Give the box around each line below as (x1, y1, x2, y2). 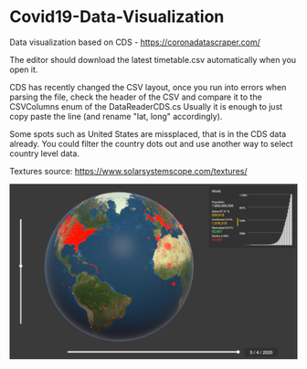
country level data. (9, 148, 80, 159)
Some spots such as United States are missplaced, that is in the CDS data (9, 128, 287, 139)
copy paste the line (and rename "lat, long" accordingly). (9, 111, 223, 121)
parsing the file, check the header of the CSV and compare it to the (9, 91, 262, 102)
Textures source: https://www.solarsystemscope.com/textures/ (9, 165, 248, 176)
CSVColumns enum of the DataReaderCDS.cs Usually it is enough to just (9, 100, 283, 111)
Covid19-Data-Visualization (9, 6, 225, 27)
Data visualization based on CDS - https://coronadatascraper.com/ (9, 37, 260, 47)
